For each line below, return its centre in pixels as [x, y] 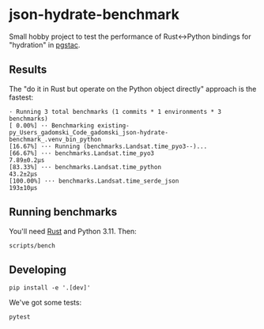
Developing [38, 269]
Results [28, 70]
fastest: [21, 97]
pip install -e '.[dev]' [50, 288]
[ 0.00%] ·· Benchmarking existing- [69, 125]
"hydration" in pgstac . [45, 44]
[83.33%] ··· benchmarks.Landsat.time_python [85, 167]
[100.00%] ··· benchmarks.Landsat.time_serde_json [94, 181]
